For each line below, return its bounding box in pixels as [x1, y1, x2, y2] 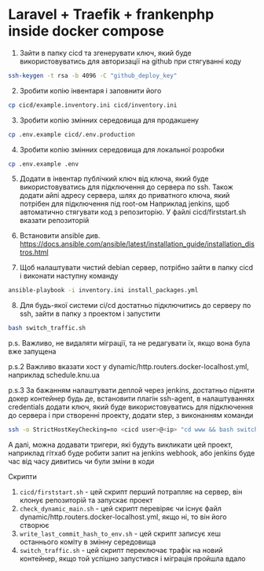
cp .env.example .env [8, 159, 79, 168]
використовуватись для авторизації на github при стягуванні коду [19, 57, 242, 66]
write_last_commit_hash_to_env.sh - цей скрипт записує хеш [19, 529, 222, 539]
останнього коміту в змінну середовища [19, 537, 156, 547]
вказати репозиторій [19, 216, 90, 225]
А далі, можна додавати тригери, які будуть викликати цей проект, [8, 440, 233, 449]
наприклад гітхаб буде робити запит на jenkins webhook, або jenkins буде [8, 448, 255, 458]
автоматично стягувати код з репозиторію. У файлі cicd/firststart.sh [19, 207, 247, 217]
